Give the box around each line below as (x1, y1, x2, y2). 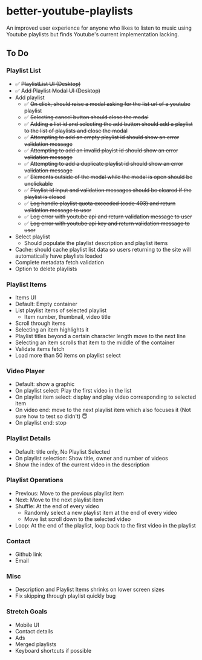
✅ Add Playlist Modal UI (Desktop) (15, 87, 101, 94)
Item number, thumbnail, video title (24, 313, 111, 320)
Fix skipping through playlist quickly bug (15, 592, 116, 600)
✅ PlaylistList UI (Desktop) (15, 80, 81, 87)
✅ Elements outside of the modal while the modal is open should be (24, 173, 193, 180)
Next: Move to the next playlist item (15, 496, 103, 503)
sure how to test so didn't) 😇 (15, 413, 88, 420)
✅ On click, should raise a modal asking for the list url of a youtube (24, 100, 191, 107)
